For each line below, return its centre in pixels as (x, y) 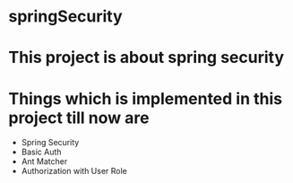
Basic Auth (41, 152)
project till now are (79, 118)
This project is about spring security (146, 58)
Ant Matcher (44, 161)
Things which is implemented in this (146, 98)
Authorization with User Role (74, 171)
